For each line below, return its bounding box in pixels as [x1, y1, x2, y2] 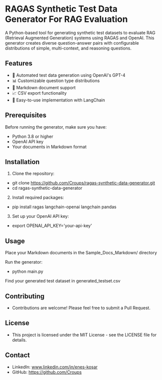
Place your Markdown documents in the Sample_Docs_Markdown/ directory [5, 250, 157, 256]
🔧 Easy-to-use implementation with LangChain [12, 97, 105, 103]
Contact [5, 351, 30, 360]
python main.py [12, 268, 44, 275]
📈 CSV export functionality [12, 90, 67, 96]
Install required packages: [12, 195, 64, 200]
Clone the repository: [12, 171, 55, 177]
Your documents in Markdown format [12, 144, 87, 149]
